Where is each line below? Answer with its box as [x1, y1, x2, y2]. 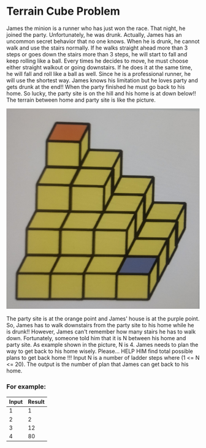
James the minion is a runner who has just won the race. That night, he [6, 25, 186, 32]
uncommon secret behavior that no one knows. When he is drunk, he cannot [6, 37, 200, 45]
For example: [6, 382, 46, 391]
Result [28, 398, 45, 406]
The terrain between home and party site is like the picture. [6, 96, 156, 104]
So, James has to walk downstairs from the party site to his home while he [6, 322, 194, 329]
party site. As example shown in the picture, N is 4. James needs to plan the [6, 341, 199, 349]
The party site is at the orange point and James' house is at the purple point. [6, 315, 200, 322]
